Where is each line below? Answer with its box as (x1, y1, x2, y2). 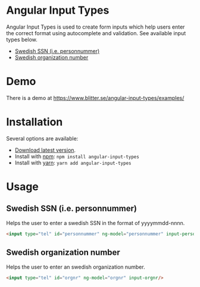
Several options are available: (6, 135, 79, 142)
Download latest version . (14, 146, 76, 154)
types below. (6, 36, 37, 43)
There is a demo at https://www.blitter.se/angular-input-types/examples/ (6, 94, 185, 101)
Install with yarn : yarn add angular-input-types (14, 159, 132, 166)
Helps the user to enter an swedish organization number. (6, 263, 145, 270)
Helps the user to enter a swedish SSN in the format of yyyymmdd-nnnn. (6, 219, 185, 226)
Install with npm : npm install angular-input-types (14, 152, 140, 160)
